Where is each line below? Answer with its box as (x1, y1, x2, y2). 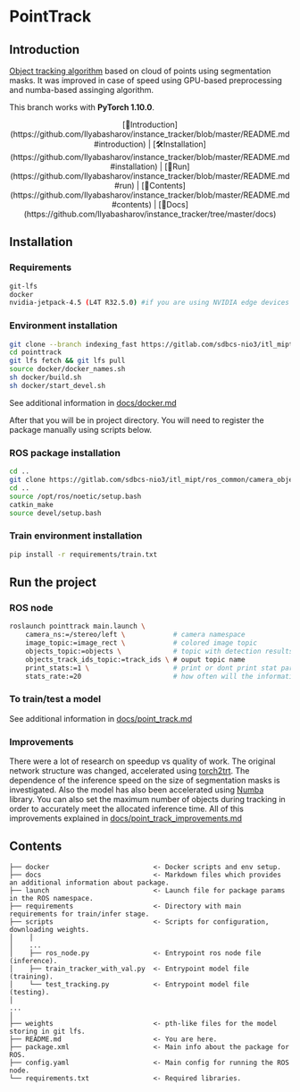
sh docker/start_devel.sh (9, 381, 105, 390)
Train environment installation (9, 529, 143, 542)
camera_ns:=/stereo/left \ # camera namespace (25, 631, 246, 639)
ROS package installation (9, 446, 121, 459)
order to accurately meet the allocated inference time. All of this (9, 803, 244, 814)
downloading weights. (9, 925, 90, 934)
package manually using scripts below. (9, 424, 153, 435)
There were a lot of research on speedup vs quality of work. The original (9, 756, 276, 766)
